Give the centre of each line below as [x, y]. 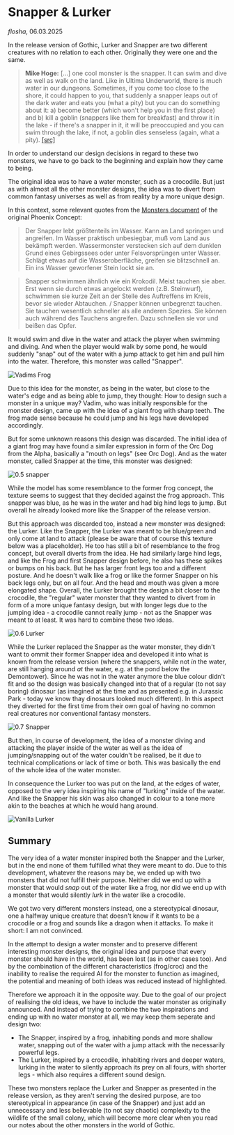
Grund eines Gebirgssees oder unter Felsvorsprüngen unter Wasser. [123, 253]
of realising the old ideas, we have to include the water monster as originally [117, 1002]
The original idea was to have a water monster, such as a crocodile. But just [116, 181]
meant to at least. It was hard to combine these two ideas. [91, 620]
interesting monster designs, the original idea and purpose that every [107, 951]
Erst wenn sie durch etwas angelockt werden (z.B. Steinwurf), [114, 288]
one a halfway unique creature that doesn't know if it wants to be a [104, 916]
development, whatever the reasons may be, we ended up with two [104, 872]
